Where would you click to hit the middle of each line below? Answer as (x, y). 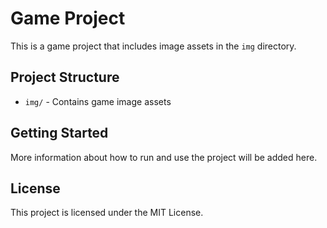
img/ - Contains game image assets (98, 101)
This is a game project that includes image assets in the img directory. (153, 46)
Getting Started (59, 133)
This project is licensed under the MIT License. (107, 213)
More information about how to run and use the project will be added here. (164, 157)
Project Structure (65, 77)
